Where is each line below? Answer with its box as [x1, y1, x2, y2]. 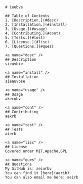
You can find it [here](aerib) [5, 171, 70, 176]
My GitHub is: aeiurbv [5, 166, 52, 171]
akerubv [5, 96, 21, 101]
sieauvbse [5, 79, 26, 84]
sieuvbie [5, 61, 23, 66]
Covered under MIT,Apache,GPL [5, 149, 68, 154]
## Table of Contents [5, 13, 50, 18]
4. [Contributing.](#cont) [5, 31, 61, 36]
